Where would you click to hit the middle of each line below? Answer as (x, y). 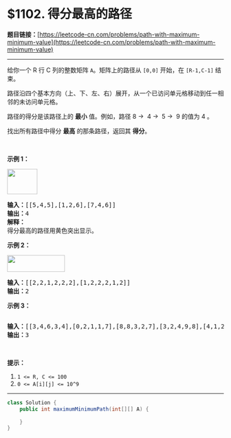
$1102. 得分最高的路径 (70, 14)
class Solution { (32, 402)
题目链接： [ (23, 34)
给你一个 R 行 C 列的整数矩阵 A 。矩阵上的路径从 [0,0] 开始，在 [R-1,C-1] (111, 70)
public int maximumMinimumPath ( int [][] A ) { (84, 409)
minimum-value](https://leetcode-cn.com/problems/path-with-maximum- (111, 42)
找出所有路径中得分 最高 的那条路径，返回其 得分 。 (79, 130)
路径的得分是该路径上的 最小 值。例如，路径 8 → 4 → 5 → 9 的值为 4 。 (110, 116)
